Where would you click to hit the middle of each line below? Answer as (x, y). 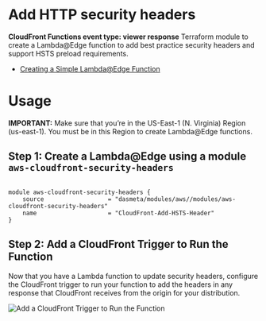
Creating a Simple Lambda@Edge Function (90, 68)
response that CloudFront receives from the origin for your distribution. (124, 292)
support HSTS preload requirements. (68, 53)
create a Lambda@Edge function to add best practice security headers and (131, 44)
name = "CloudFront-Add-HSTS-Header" (119, 213)
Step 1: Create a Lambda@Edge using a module (127, 157)
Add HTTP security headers (102, 15)
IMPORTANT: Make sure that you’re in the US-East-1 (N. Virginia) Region (127, 123)
